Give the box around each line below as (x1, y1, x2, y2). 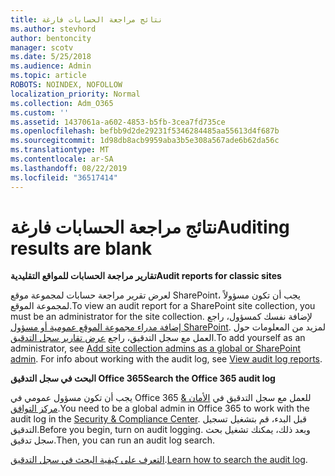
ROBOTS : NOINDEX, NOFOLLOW (10, 80, 123, 90)
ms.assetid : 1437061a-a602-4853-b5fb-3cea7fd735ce (10, 117, 226, 127)
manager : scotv (10, 42, 74, 53)
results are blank (10, 237, 153, 260)
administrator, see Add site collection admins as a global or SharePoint (10, 342, 302, 355)
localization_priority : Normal (10, 89, 141, 99)
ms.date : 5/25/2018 (10, 52, 92, 62)
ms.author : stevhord (10, 24, 97, 34)
